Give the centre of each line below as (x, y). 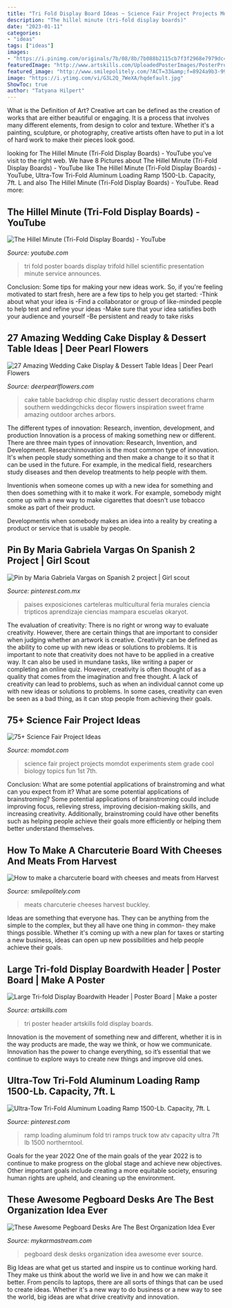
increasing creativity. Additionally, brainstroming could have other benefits (113, 814)
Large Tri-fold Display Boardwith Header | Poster (114, 969)
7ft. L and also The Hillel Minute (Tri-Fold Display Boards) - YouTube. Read (113, 183)
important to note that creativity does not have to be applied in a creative (111, 654)
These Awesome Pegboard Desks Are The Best (110, 1200)
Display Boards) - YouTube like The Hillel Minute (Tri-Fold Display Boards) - (114, 168)
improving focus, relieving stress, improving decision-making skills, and (109, 806)
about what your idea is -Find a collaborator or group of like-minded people (115, 301)
